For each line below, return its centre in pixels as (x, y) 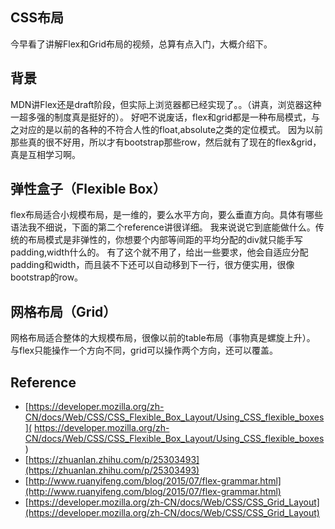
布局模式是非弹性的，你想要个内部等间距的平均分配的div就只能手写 (165, 240)
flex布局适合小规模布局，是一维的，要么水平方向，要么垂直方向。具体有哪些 (167, 215)
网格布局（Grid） (63, 311)
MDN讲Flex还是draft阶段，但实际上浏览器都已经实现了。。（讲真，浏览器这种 (166, 104)
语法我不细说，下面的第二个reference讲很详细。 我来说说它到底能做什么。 (163, 227)
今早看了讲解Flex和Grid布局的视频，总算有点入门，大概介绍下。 (141, 44)
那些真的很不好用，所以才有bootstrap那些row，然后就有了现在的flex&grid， (166, 142)
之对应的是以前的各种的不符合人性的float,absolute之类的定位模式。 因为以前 (167, 129)
